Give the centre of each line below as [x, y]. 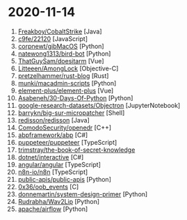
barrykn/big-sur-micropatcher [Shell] [71, 113]
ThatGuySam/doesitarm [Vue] [61, 61]
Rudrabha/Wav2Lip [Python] [59, 201]
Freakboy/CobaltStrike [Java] [60, 31]
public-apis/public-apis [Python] [65, 179]
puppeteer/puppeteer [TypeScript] [67, 142]
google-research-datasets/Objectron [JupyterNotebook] [99, 105]
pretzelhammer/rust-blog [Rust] [63, 76]
